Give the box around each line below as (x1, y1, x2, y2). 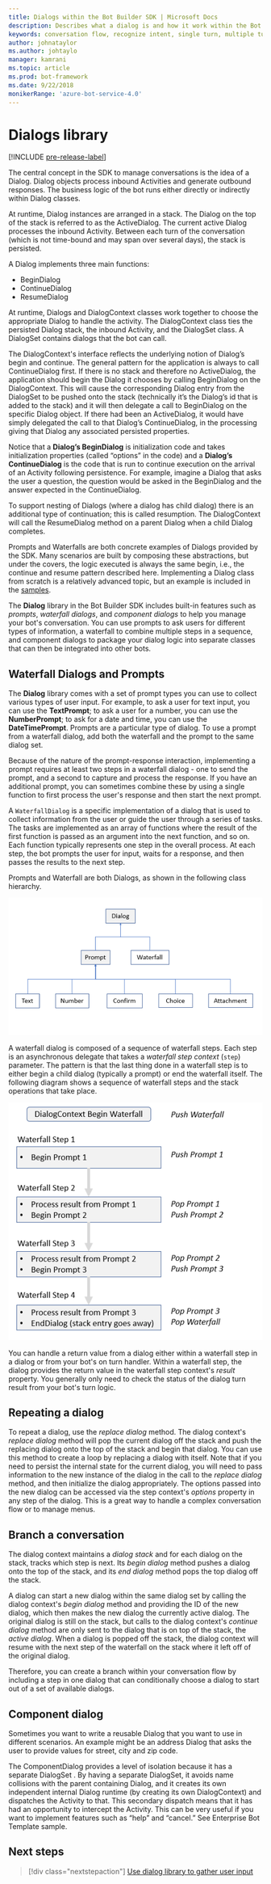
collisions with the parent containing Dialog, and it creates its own (8, 1778, 227, 1788)
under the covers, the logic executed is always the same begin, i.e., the (8, 559, 244, 569)
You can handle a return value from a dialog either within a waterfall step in (8, 1348, 258, 1358)
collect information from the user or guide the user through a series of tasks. (8, 815, 263, 824)
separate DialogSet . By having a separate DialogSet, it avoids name (8, 1770, 234, 1780)
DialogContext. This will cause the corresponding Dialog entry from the (8, 384, 244, 394)
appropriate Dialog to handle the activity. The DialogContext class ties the (8, 316, 253, 327)
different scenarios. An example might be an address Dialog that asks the (8, 1737, 252, 1747)
